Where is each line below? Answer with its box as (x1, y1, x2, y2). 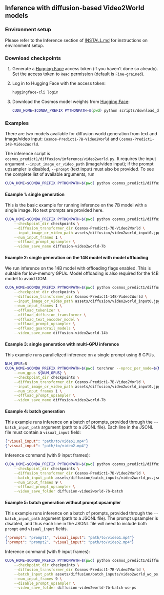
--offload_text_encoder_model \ (14, 317, 80, 322)
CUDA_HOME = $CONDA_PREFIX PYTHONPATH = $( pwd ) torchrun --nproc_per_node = (5, 366, 154, 371)
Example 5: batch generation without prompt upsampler (5, 499, 121, 505)
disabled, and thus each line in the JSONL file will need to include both (5, 521, 147, 527)
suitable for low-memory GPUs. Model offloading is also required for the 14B (5, 270, 159, 276)
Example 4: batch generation (5, 408, 65, 414)
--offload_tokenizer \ (14, 308, 60, 313)
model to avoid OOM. (5, 276, 48, 282)
